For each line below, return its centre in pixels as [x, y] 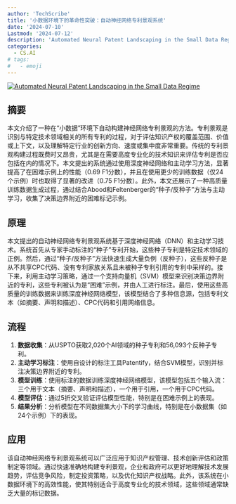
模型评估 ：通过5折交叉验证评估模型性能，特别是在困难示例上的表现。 [118, 398]
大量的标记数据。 [38, 493]
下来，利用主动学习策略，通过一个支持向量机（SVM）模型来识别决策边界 [113, 276]
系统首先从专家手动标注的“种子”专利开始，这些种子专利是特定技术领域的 [124, 250]
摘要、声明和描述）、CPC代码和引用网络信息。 [92, 302]
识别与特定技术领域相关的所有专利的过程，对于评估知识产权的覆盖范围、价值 [118, 137]
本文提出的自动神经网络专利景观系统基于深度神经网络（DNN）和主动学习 [113, 241]
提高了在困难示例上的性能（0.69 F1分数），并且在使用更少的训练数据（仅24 [115, 172]
